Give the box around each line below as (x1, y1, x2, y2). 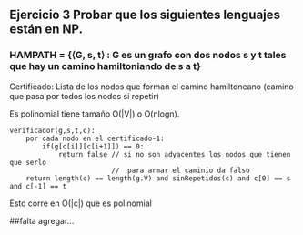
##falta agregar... (9, 215, 75, 226)
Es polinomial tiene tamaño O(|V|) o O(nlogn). (9, 108, 180, 119)
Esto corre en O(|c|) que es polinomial (9, 198, 152, 209)
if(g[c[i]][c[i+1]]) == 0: (42, 141, 145, 151)
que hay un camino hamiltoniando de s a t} (9, 60, 202, 73)
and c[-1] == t (9, 181, 67, 190)
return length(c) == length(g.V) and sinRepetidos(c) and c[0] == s (25, 173, 291, 183)
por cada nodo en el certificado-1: (25, 134, 166, 143)
